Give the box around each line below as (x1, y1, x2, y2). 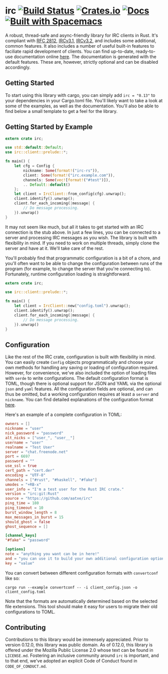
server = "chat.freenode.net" (5, 449, 68, 454)
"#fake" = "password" (5, 537, 50, 543)
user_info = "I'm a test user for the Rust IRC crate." (5, 487, 124, 492)
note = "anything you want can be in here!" (5, 552, 99, 557)
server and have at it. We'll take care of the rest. (5, 245, 104, 251)
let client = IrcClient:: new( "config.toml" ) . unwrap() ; (14, 304, 131, 309)
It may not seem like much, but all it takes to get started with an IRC (5, 224, 144, 230)
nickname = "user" (5, 426, 43, 431)
